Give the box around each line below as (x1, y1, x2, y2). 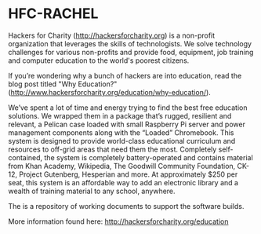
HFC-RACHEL (8, 5, 99, 23)
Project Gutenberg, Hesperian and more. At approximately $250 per (19, 170, 238, 179)
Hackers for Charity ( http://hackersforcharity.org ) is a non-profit (8, 31, 216, 40)
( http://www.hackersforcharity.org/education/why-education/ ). (8, 87, 212, 97)
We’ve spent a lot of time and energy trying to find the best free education (8, 103, 248, 112)
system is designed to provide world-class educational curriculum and (8, 136, 236, 145)
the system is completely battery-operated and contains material (44, 152, 253, 162)
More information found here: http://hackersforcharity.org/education (8, 217, 229, 226)
